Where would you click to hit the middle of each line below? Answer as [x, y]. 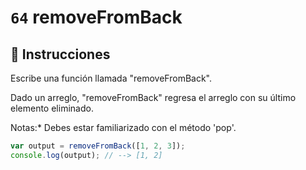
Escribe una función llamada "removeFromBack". [111, 78]
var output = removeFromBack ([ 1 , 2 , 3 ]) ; [98, 146]
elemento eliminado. [52, 108]
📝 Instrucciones [60, 54]
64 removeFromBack [96, 17]
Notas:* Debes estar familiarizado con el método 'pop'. [123, 127]
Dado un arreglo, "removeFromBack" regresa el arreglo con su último [153, 97]
